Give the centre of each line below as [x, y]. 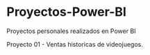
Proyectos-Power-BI [66, 12]
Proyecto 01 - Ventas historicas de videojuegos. [75, 44]
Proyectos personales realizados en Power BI [71, 31]
